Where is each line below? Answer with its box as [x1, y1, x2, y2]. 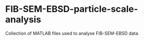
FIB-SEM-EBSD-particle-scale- [5, 3, 138, 15]
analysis [5, 14, 41, 25]
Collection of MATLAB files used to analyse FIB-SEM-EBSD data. [5, 30, 139, 36]
